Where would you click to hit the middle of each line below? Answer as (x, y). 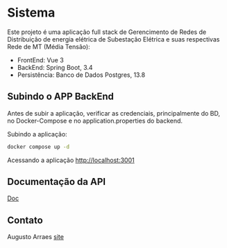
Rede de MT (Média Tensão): (49, 46)
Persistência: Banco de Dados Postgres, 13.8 (81, 75)
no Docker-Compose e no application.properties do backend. (95, 121)
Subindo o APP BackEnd (61, 97)
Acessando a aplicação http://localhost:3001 (71, 160)
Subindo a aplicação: (37, 134)
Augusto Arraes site (36, 237)
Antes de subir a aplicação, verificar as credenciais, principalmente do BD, (114, 113)
